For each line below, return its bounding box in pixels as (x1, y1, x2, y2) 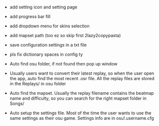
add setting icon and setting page (9, 4, 78, 10)
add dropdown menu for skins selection (9, 23, 90, 29)
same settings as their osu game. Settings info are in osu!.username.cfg (9, 115, 154, 121)
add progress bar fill (9, 14, 51, 19)
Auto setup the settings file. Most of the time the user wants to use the (9, 110, 152, 116)
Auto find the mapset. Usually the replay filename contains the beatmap (9, 90, 154, 96)
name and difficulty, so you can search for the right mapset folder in (9, 95, 147, 101)
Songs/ (9, 101, 24, 106)
